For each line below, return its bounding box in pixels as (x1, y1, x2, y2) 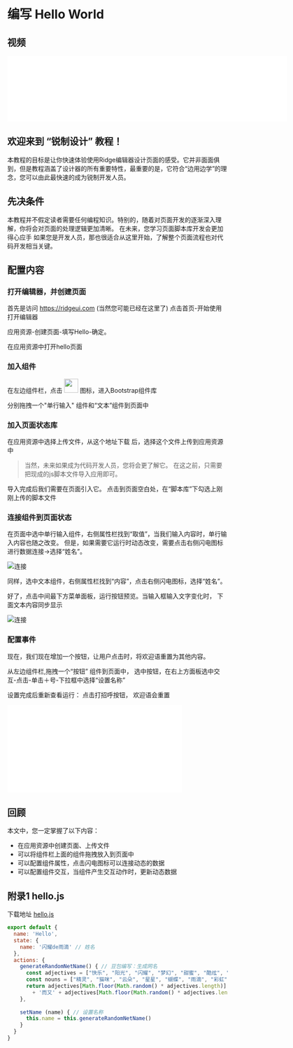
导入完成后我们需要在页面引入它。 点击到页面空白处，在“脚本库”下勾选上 (7, 484, 217, 493)
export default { (7, 924, 58, 931)
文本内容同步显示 (13, 601, 63, 609)
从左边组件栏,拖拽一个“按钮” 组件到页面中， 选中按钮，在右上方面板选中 (7, 666, 215, 676)
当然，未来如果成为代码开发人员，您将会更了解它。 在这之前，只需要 (24, 461, 222, 469)
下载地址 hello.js (7, 910, 55, 918)
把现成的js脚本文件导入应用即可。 (24, 470, 122, 478)
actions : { (13, 956, 45, 963)
